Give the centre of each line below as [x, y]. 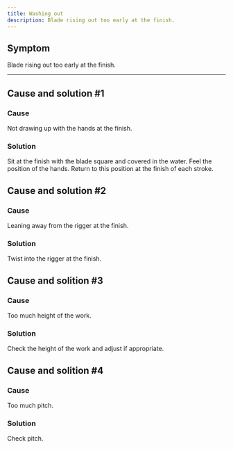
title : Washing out [35, 14]
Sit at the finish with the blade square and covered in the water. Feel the [110, 161]
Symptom [29, 48]
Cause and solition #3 [55, 280]
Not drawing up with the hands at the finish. [70, 128]
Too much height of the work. [49, 315]
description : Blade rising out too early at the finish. [91, 20]
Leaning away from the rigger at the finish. [68, 225]
